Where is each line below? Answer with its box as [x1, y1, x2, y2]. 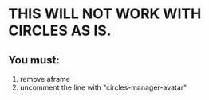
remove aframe [19, 75, 70, 83]
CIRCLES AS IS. [8, 21, 112, 40]
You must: [8, 53, 60, 67]
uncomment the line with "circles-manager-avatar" [19, 83, 187, 92]
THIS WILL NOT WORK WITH [8, 5, 202, 23]
